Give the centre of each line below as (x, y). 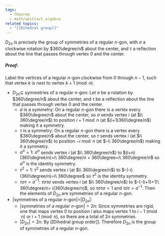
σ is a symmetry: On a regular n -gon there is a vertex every (80, 109)
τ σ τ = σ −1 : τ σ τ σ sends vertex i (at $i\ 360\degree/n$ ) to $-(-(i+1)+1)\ (89, 181)
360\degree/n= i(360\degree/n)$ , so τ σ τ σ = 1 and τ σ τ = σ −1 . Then (87, 188)
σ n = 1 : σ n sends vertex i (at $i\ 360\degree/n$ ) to (71, 152)
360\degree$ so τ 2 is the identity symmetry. (103, 175)
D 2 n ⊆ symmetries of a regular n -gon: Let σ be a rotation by (73, 93)
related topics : (22, 24)
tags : (11, 10)
